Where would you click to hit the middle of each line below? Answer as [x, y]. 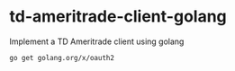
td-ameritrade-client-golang [118, 17]
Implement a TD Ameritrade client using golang [97, 41]
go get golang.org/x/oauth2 [62, 58]
